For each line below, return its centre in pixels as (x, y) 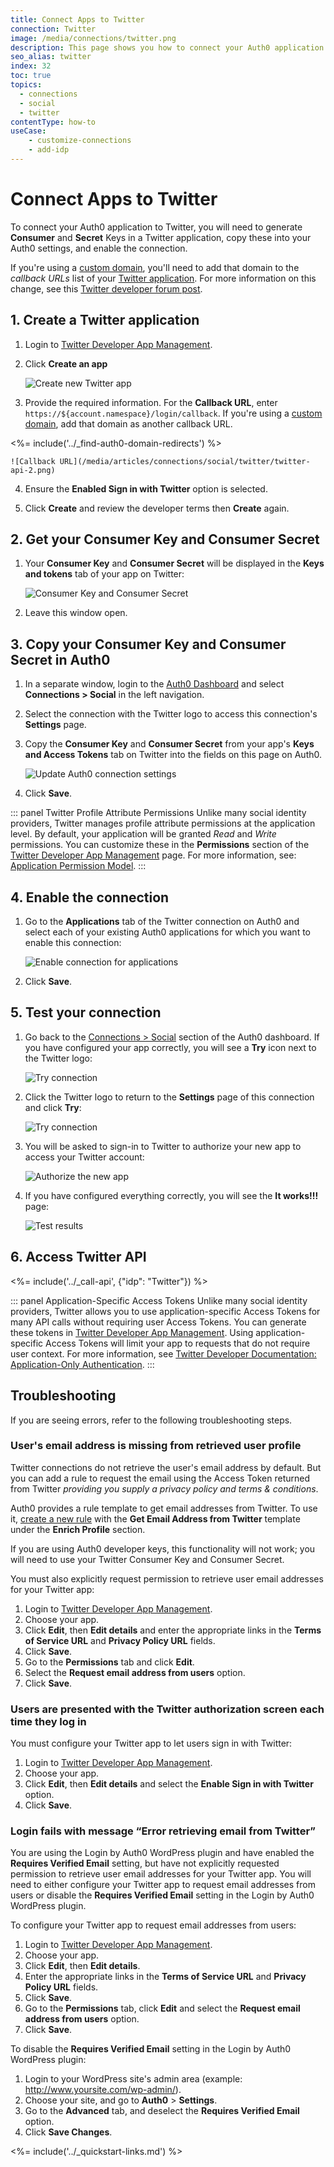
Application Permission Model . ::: (78, 866)
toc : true (31, 76)
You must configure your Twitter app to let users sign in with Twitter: (151, 1743)
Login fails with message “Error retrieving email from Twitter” (163, 1831)
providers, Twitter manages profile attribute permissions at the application (163, 823)
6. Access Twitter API (78, 1257)
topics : (26, 85)
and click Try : (53, 1107)
